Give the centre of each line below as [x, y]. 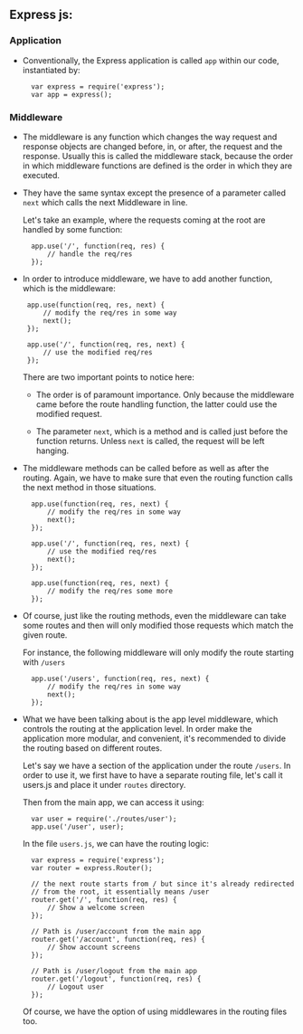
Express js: [41, 15]
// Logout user [75, 987]
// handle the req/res [90, 254]
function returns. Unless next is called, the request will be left [150, 441]
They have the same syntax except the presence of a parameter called [154, 193]
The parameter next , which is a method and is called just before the [162, 431]
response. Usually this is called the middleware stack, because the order [158, 156]
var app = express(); [72, 94]
